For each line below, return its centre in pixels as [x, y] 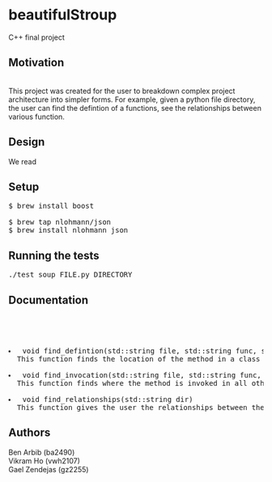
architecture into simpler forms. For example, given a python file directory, [132, 99]
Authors [30, 433]
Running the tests [54, 255]
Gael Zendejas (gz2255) [49, 469]
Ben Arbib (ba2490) [42, 452]
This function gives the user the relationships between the [140, 407]
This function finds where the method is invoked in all [132, 383]
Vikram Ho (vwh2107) [45, 461]
